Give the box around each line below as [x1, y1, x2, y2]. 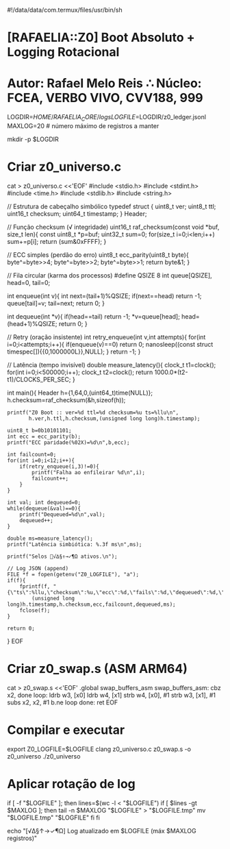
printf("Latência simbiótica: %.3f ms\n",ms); [7, 541, 142, 547]
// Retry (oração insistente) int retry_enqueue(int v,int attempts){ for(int [7, 332, 206, 341]
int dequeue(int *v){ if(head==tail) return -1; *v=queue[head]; [7, 312, 180, 321]
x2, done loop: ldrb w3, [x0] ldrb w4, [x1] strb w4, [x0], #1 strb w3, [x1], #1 [7, 691, 216, 699]
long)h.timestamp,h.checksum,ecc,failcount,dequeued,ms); [7, 601, 176, 608]
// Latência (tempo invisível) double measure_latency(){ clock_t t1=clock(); [7, 360, 216, 369]
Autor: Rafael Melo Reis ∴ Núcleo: [7, 75, 202, 91]
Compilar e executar [7, 722, 125, 737]
